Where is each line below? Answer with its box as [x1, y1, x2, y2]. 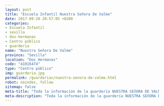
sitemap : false [5, 84, 36, 89]
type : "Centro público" [5, 66, 54, 71]
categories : [5, 21, 29, 26]
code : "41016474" [5, 62, 41, 66]
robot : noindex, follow [5, 80, 54, 85]
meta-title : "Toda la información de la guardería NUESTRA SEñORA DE [5, 89, 150, 94]
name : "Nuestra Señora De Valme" [5, 48, 73, 53]
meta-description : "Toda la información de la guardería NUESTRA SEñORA [5, 93, 156, 98]
